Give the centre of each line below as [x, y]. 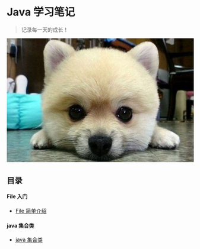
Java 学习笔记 [41, 12]
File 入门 [17, 196]
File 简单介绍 [31, 211]
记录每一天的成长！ [45, 30]
